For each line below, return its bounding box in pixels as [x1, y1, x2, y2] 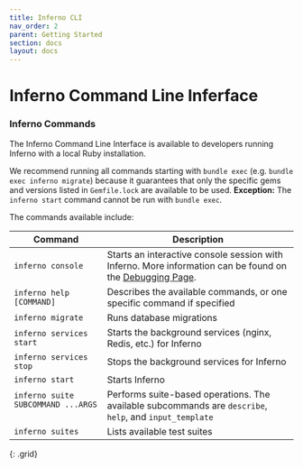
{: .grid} [9, 448, 38, 459]
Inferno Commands [9, 118, 96, 131]
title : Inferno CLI [9, 13, 83, 23]
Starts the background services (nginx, [106, 326, 272, 338]
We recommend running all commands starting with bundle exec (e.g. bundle [9, 165, 294, 176]
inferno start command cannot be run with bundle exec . [9, 194, 223, 205]
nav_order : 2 [9, 22, 59, 31]
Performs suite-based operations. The [106, 388, 271, 400]
